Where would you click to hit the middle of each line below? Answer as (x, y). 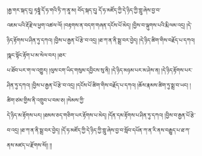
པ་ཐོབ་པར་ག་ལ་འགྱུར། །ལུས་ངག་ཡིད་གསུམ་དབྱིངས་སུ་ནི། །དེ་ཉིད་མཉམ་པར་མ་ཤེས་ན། (83, 70)
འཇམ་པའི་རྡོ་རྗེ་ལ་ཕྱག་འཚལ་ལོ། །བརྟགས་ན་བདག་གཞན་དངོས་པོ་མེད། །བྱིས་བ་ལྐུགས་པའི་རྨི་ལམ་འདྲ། (96, 25)
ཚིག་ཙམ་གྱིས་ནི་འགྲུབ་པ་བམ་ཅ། (36, 100)
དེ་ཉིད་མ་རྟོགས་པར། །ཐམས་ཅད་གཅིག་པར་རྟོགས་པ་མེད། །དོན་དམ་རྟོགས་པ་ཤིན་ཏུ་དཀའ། (85, 115)
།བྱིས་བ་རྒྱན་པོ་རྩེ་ (180, 115)
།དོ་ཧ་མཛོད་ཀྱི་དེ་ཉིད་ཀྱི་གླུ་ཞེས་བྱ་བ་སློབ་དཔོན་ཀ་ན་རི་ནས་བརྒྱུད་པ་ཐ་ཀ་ (126, 130)
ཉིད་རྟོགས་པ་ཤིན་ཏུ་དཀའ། (30, 40)
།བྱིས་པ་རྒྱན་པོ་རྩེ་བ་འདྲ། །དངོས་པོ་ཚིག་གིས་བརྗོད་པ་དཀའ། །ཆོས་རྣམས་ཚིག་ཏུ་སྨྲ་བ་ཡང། (110, 85)
